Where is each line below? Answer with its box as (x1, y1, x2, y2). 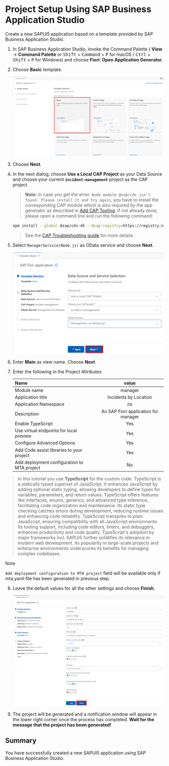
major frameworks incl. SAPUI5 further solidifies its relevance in (17, 535, 150, 541)
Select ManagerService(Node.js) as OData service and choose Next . (12, 242, 154, 248)
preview (15, 433, 32, 439)
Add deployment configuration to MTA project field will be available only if (5, 570, 161, 576)
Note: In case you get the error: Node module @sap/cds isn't (25, 191, 151, 197)
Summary (5, 736, 37, 745)
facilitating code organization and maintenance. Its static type (17, 503, 146, 509)
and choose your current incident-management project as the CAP (12, 176, 148, 182)
